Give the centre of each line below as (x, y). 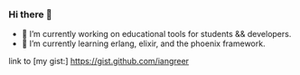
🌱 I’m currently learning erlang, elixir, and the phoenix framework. (143, 43)
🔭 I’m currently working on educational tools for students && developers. (156, 34)
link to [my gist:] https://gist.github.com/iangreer (99, 61)
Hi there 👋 (31, 14)
